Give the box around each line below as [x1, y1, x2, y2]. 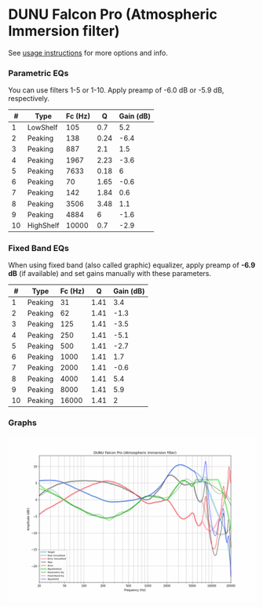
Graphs [8, 417, 37, 428]
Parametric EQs [8, 67, 69, 78]
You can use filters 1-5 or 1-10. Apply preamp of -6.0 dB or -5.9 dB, [8, 85, 225, 95]
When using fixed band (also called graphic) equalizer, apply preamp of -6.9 [8, 260, 256, 270]
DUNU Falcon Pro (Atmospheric [8, 5, 218, 24]
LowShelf [27, 122, 58, 132]
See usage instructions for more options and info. [8, 48, 169, 57]
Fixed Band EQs [8, 242, 69, 253]
